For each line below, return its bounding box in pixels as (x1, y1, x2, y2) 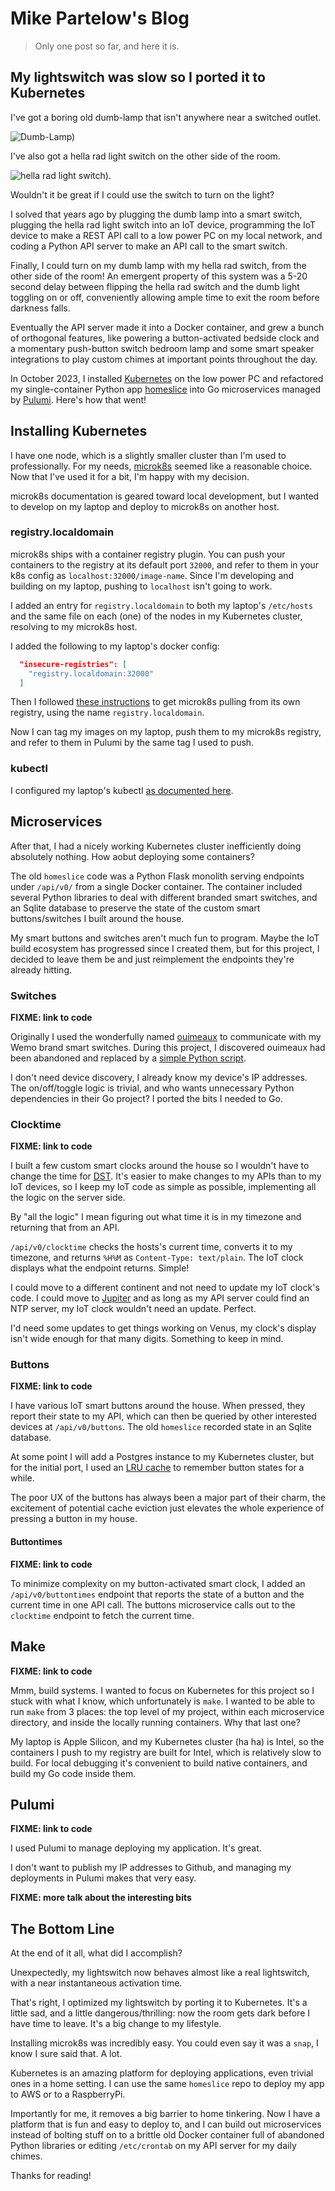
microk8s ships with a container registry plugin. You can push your (10, 548, 286, 560)
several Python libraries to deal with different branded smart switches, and (10, 891, 318, 903)
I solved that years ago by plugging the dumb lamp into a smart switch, (10, 208, 303, 220)
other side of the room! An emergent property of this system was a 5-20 (10, 270, 308, 282)
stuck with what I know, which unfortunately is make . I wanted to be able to (10, 1695, 316, 1707)
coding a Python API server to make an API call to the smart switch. (10, 240, 288, 252)
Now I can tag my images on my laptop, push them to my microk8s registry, (10, 726, 322, 738)
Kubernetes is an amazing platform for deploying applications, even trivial (10, 2067, 314, 2079)
